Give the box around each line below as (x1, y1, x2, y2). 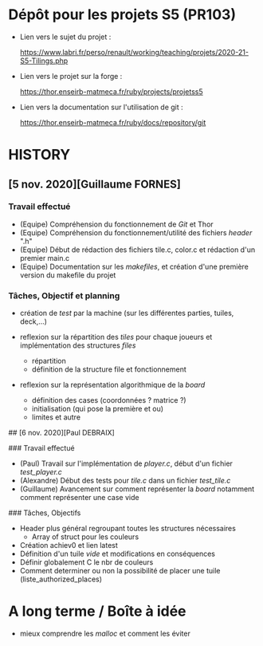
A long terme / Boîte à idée (8, 602, 186, 620)
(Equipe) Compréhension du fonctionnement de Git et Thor (19, 219, 214, 229)
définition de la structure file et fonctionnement (31, 364, 187, 374)
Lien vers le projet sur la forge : (19, 71, 123, 81)
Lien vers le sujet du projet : (19, 32, 112, 41)
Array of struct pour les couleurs (31, 532, 139, 542)
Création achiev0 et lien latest (19, 541, 118, 550)
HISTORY (8, 146, 71, 164)
